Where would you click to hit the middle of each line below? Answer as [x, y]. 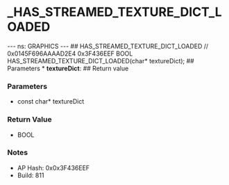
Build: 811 [31, 175]
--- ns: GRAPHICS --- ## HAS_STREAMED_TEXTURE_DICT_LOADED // [108, 46]
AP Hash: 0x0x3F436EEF [53, 168]
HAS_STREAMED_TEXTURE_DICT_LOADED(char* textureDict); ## [101, 61]
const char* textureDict [51, 102]
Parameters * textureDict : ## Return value [68, 68]
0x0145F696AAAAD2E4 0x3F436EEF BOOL [70, 54]
